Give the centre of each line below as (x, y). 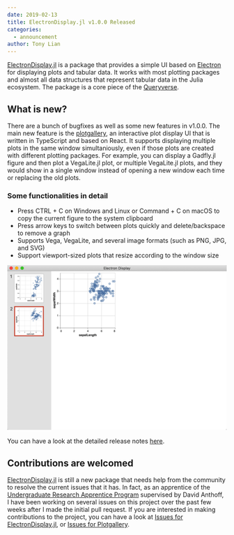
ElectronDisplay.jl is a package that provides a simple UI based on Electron (114, 65)
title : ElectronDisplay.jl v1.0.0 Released (71, 22)
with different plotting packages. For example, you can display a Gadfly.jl (111, 155)
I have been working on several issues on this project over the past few (109, 502)
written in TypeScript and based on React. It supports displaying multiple (111, 140)
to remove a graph (44, 233)
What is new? (37, 109)
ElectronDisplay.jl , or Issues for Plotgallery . (69, 525)
